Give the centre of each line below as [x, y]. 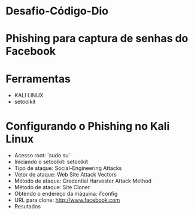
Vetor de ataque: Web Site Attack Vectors [66, 175]
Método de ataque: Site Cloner [52, 187]
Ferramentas [38, 79]
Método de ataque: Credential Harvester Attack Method [83, 181]
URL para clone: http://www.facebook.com [67, 200]
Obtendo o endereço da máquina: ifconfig [66, 194]
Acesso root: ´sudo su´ [42, 156]
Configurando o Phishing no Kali [88, 126]
